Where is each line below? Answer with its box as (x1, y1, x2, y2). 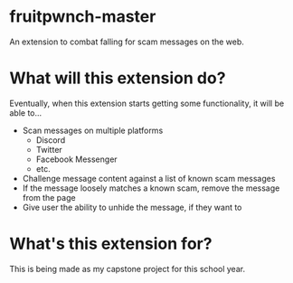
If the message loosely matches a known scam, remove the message (22, 183, 280, 193)
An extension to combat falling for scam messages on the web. (9, 36, 244, 47)
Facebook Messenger (35, 154, 118, 165)
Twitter (35, 144, 63, 155)
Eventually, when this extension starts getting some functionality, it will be (9, 98, 285, 108)
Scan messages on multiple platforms (22, 125, 164, 136)
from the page (22, 192, 76, 203)
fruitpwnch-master (9, 6, 156, 27)
